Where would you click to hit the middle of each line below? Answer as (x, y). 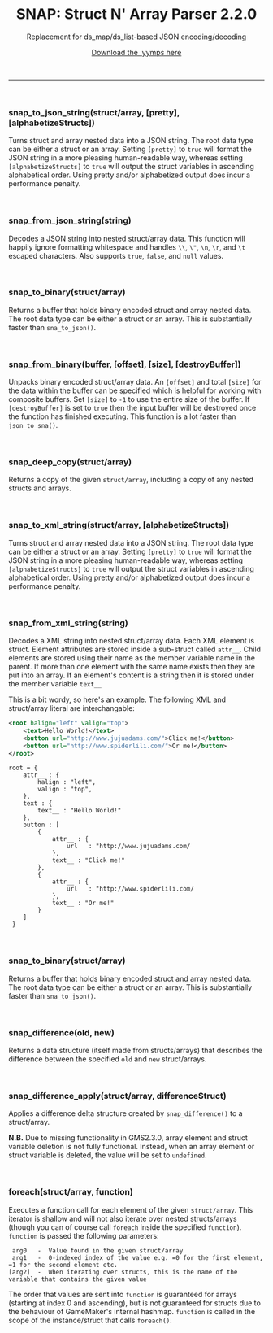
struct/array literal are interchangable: (72, 708)
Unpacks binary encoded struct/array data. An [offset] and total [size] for (135, 382)
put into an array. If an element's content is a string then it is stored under (131, 675)
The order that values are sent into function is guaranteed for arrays (123, 1294)
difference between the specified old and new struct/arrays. (108, 1059)
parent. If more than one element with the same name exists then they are (132, 667)
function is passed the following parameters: (84, 1235)
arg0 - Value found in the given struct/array (97, 1250)
